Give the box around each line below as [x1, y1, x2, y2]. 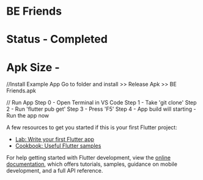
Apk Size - [6, 60, 60, 74]
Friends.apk [6, 87, 37, 94]
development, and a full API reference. [6, 167, 103, 174]
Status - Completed [6, 32, 108, 47]
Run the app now [6, 112, 50, 119]
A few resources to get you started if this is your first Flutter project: [6, 124, 177, 131]
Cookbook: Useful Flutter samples [15, 142, 102, 149]
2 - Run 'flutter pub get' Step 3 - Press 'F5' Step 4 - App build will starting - [6, 105, 196, 113]
